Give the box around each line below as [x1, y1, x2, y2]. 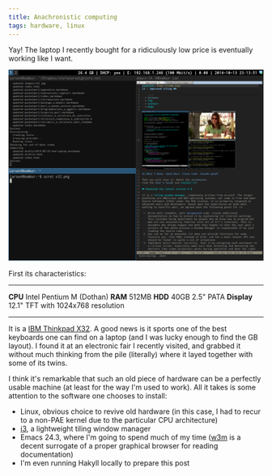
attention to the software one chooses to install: [8, 390, 168, 400]
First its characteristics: [8, 268, 87, 278]
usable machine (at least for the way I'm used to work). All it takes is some [8, 382, 257, 392]
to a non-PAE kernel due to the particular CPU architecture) [19, 415, 219, 424]
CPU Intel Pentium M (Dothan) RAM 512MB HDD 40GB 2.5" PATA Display [8, 292, 253, 301]
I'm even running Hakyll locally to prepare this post [19, 457, 190, 468]
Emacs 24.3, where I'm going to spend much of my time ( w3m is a [19, 432, 241, 442]
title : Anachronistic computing [8, 13, 117, 21]
